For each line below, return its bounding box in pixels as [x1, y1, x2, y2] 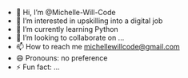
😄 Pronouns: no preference [15, 53, 108, 63]
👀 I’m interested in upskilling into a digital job [15, 16, 163, 25]
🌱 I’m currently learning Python [15, 25, 118, 33]
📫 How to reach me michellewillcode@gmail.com [15, 42, 180, 51]
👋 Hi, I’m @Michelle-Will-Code [15, 8, 116, 17]
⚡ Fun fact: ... [15, 62, 60, 72]
